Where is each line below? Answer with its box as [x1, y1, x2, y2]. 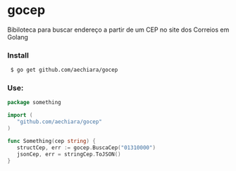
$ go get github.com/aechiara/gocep [10, 66, 118, 74]
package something [7, 99, 61, 106]
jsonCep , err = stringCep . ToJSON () [16, 151, 121, 158]
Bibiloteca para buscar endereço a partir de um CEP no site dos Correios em [7, 25, 230, 34]
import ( [7, 112, 33, 119]
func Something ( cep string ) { [7, 137, 97, 144]
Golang [7, 32, 28, 41]
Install [7, 50, 30, 60]
